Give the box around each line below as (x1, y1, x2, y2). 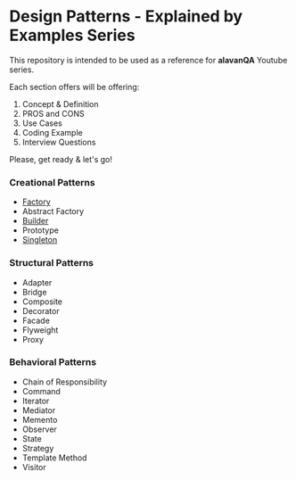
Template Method (21, 452, 87, 463)
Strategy (21, 443, 54, 453)
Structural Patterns (9, 257, 95, 269)
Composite (21, 296, 63, 307)
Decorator (21, 305, 60, 316)
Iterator (21, 395, 50, 406)
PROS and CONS (21, 108, 85, 119)
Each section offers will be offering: (9, 81, 140, 92)
